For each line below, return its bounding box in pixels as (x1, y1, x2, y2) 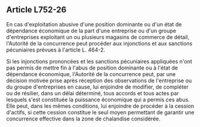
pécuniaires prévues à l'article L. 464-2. (6, 46, 105, 53)
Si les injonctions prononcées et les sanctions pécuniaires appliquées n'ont (6, 58, 192, 65)
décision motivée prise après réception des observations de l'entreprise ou (6, 77, 192, 84)
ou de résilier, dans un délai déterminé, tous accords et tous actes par (6, 89, 179, 96)
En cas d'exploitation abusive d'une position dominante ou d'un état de (6, 20, 182, 28)
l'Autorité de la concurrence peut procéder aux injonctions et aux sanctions (6, 40, 193, 47)
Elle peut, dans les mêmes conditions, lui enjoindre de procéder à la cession (6, 102, 194, 110)
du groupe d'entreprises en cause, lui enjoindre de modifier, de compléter (6, 83, 189, 90)
